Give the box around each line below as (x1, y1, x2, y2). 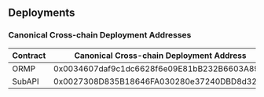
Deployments (8, 6, 75, 20)
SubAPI (12, 76, 39, 87)
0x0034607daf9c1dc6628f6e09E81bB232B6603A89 (53, 63, 259, 74)
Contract (12, 50, 46, 61)
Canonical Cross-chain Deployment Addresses (8, 30, 192, 41)
